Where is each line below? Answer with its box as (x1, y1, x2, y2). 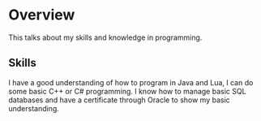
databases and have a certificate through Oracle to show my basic (8, 95, 231, 105)
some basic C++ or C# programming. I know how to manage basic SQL (8, 86, 246, 96)
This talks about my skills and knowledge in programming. (8, 32, 203, 42)
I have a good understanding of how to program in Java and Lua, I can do (8, 77, 254, 87)
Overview (8, 6, 75, 24)
